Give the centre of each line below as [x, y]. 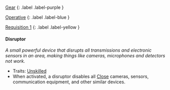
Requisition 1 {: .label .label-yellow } [42, 27]
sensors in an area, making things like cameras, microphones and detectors [85, 56]
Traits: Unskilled [30, 71]
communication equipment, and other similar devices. [69, 82]
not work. [15, 61]
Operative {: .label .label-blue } [37, 17]
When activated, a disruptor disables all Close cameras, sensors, [81, 77]
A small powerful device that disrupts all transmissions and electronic [78, 50]
